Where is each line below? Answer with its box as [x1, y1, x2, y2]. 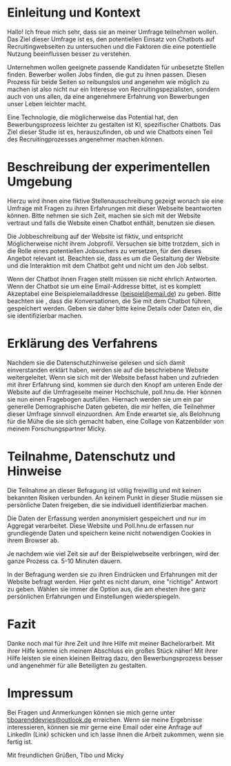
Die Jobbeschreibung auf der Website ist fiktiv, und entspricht [7, 232, 183, 240]
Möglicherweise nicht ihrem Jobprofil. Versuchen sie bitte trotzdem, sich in [7, 239, 221, 248]
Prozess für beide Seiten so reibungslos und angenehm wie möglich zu [7, 77, 209, 86]
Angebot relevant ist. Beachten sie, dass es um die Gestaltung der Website [7, 254, 219, 262]
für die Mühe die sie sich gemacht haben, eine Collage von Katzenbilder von [7, 417, 224, 425]
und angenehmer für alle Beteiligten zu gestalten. [7, 661, 148, 669]
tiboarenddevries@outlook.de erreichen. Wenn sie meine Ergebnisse [7, 716, 203, 724]
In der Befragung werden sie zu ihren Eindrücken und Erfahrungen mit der [7, 570, 218, 578]
